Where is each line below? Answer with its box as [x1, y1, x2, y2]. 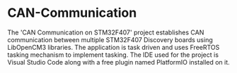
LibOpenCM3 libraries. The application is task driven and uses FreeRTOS [7, 43, 220, 51]
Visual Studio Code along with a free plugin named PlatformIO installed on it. [7, 58, 230, 66]
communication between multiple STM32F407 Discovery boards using [7, 35, 214, 44]
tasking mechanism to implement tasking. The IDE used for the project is [7, 51, 219, 59]
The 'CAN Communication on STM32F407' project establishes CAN [7, 28, 204, 36]
